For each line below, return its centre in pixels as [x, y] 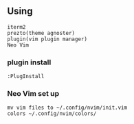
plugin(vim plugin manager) [47, 39]
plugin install [29, 62]
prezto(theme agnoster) [41, 33]
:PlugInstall [26, 77]
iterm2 [16, 27]
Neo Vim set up [33, 94]
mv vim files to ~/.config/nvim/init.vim [67, 108]
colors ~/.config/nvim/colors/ [52, 114]
